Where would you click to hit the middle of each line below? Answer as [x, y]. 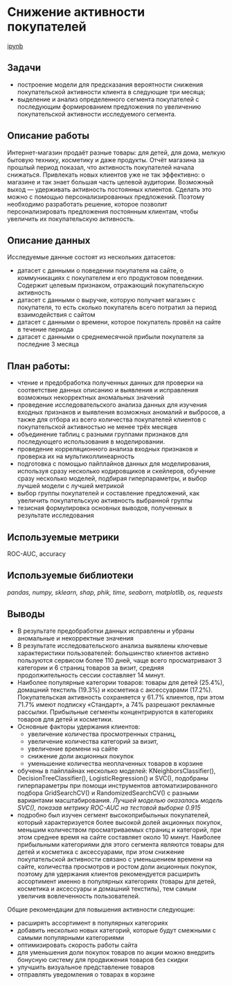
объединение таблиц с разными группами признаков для [102, 435]
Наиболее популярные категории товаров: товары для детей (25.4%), [121, 682]
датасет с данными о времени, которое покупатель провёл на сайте [119, 322]
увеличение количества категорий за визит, [93, 741]
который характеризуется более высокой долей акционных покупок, [120, 822]
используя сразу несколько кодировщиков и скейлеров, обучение [116, 471]
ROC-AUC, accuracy [36, 554]
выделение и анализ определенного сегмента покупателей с [108, 99]
